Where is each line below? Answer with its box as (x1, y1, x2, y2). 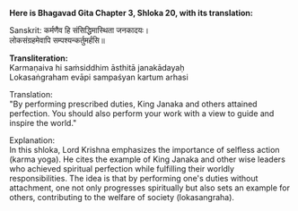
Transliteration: (9, 53, 69, 63)
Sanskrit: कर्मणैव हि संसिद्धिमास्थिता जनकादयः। (9, 25, 150, 35)
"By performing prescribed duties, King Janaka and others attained (9, 98, 258, 109)
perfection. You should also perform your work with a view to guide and (9, 108, 275, 119)
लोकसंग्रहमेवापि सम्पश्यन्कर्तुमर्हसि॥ (9, 35, 105, 46)
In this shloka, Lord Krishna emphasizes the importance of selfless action (9, 145, 280, 155)
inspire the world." (9, 118, 77, 128)
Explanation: (9, 135, 56, 146)
